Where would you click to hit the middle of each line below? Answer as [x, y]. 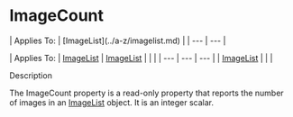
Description [31, 75]
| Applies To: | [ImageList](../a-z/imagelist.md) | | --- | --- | [118, 40]
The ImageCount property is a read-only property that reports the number [146, 93]
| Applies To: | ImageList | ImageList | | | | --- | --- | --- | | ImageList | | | [141, 58]
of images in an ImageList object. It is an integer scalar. [112, 102]
